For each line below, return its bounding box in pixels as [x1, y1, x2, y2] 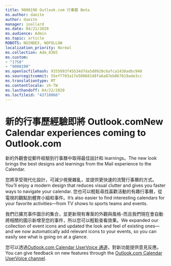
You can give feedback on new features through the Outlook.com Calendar [5, 250, 163, 256]
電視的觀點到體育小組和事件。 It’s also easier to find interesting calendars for [5, 195, 165, 201]
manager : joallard [5, 21, 44, 27]
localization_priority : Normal [5, 45, 72, 50]
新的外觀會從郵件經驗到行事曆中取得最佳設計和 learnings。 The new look [5, 155, 157, 161]
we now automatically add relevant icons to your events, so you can [14, 228, 157, 235]
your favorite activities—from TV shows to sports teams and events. [5, 201, 148, 207]
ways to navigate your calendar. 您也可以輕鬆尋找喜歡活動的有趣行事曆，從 [5, 188, 163, 194]
